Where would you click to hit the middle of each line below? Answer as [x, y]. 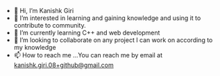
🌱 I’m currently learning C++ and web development [87, 32]
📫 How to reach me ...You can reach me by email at [88, 55]
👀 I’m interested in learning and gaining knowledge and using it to [107, 18]
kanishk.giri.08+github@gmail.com [64, 65]
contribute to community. [50, 25]
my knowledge [35, 47]
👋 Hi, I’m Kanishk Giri [44, 11]
